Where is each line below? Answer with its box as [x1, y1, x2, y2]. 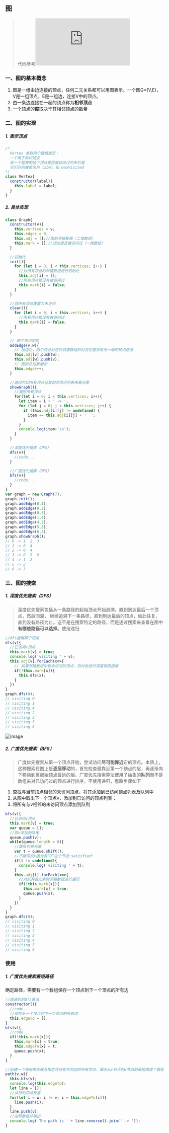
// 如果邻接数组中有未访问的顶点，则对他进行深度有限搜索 [14, 663, 119, 668]
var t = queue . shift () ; [14, 849, 64, 854]
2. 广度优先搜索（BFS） [5, 745, 54, 751]
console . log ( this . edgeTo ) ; [10, 1081, 66, 1086]
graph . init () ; [5, 496, 35, 501]
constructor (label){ [10, 179, 53, 184]
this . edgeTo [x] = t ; [14, 1044, 57, 1049]
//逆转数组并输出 [10, 1114, 41, 1119]
